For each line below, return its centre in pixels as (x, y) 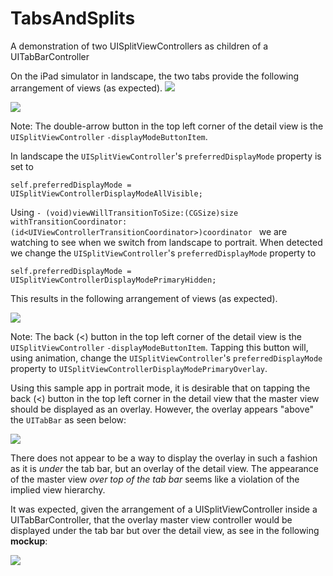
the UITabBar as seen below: (68, 419)
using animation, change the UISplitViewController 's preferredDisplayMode (166, 358)
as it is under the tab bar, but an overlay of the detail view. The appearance (164, 468)
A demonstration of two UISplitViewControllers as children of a (139, 46)
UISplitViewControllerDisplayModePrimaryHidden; (113, 280)
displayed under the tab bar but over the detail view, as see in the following (165, 530)
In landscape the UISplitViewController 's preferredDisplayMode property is (166, 156)
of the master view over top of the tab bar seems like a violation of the (155, 479)
